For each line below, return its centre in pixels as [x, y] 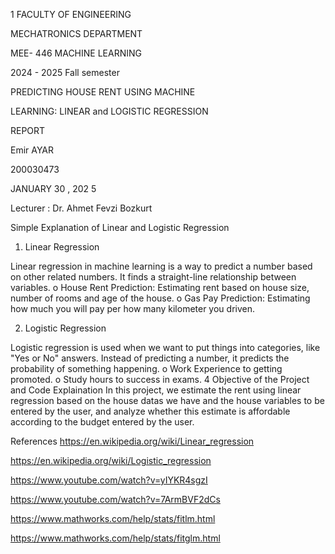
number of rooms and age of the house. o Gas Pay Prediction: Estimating [160, 298]
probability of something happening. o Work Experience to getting [146, 368]
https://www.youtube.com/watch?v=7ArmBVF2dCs [115, 499]
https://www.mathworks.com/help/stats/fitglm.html [115, 538]
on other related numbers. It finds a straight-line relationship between [153, 277]
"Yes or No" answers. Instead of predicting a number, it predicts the [150, 358]
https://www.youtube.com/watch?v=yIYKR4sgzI [109, 480]
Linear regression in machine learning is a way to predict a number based [161, 266]
